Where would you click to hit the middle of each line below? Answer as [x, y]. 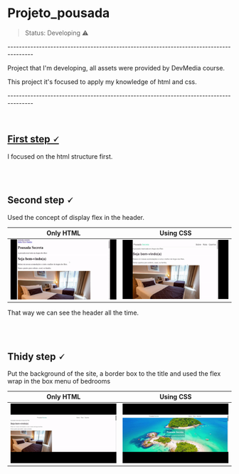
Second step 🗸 [40, 200]
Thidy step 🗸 [36, 356]
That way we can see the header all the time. [73, 313]
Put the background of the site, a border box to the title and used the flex [114, 373]
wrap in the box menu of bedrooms [59, 381]
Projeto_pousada [59, 13]
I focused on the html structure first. [60, 156]
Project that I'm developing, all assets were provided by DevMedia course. [116, 68]
